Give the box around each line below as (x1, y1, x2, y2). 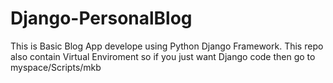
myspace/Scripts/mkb (10, 61, 102, 73)
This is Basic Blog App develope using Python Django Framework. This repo (10, 40, 324, 52)
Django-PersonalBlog (10, 7, 193, 30)
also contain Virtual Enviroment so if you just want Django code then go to (10, 50, 316, 62)
